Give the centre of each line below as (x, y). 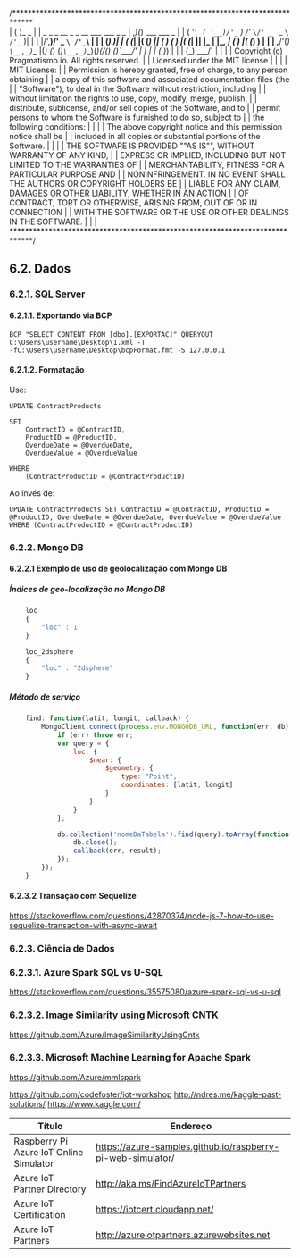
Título (50, 1126)
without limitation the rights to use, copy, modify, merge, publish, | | (133, 98)
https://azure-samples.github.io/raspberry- (187, 1146)
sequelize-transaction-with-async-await (83, 925)
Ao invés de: (32, 493)
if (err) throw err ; (95, 735)
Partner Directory (50, 1189)
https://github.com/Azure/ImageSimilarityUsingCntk (104, 1035)
